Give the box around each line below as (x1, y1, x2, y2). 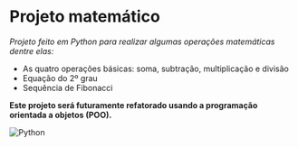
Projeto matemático (9, 6, 160, 27)
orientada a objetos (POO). (9, 109, 112, 120)
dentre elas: (9, 45, 54, 56)
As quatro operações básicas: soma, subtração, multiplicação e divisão (22, 63, 290, 74)
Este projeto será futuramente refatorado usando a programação (9, 99, 258, 110)
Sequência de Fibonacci (22, 82, 113, 93)
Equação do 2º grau (22, 72, 98, 83)
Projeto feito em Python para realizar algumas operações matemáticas (9, 36, 275, 47)
